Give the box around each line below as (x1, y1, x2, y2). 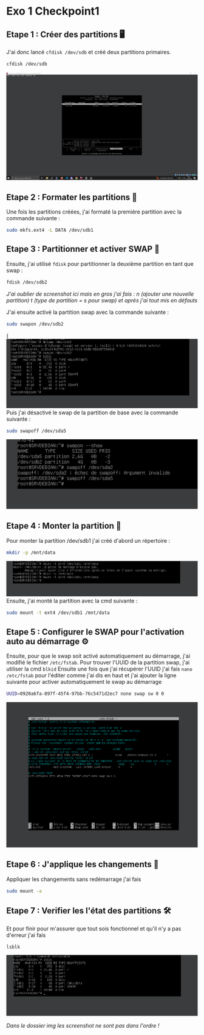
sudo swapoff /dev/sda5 (6, 428, 67, 434)
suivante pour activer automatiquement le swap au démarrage (6, 678, 162, 686)
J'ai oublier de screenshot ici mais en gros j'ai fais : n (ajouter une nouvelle (6, 290, 194, 298)
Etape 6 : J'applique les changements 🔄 (6, 859, 159, 869)
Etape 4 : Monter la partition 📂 (6, 521, 121, 531)
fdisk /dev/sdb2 (6, 279, 47, 285)
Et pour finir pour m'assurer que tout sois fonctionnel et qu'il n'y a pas (6, 925, 182, 932)
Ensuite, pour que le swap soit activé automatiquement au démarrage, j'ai (6, 652, 191, 660)
